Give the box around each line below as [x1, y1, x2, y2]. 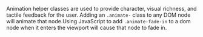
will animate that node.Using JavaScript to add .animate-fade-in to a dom [6, 18, 191, 24]
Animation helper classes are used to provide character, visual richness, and [6, 5, 197, 12]
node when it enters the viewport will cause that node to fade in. [6, 24, 167, 31]
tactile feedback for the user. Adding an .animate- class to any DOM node [6, 11, 191, 18]
